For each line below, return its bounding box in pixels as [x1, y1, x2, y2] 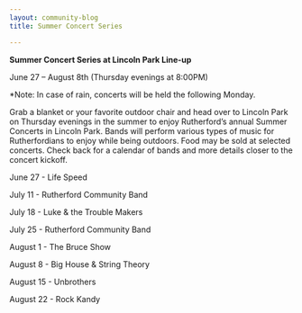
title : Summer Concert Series [9, 22, 124, 31]
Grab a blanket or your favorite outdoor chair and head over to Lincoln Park [9, 106, 288, 117]
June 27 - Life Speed [9, 172, 88, 183]
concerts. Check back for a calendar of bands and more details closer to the [9, 145, 293, 156]
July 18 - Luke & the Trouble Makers [9, 206, 143, 217]
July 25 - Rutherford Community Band [9, 224, 151, 235]
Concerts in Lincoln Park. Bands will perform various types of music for [9, 125, 275, 136]
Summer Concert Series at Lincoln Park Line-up [9, 54, 192, 65]
